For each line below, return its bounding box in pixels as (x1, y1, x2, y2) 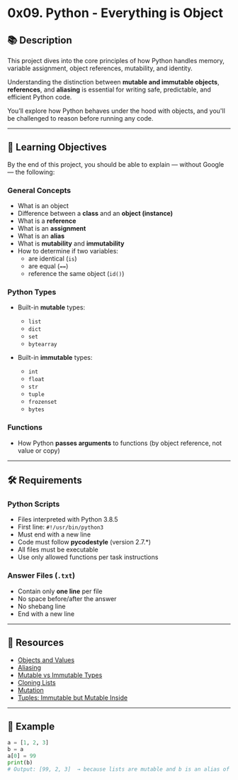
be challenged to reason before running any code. (7, 114, 154, 122)
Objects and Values (17, 655, 75, 664)
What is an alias (17, 232, 65, 241)
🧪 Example (7, 720, 55, 732)
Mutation (17, 686, 44, 694)
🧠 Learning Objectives (7, 141, 108, 153)
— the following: (7, 167, 55, 176)
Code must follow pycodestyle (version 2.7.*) (17, 538, 151, 546)
